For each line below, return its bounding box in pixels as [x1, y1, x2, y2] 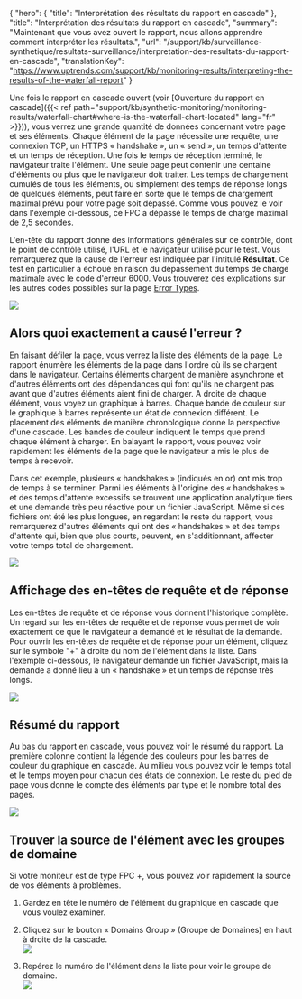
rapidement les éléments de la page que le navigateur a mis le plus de [9, 445, 269, 456]
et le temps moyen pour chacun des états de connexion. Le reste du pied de [9, 770, 293, 780]
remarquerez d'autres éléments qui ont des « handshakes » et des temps [9, 520, 281, 531]
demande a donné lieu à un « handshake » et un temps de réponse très [9, 664, 274, 676]
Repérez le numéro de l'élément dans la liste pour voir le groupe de [22, 961, 272, 972]
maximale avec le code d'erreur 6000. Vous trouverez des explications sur [9, 273, 286, 284]
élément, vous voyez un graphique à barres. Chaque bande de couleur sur [9, 397, 286, 408]
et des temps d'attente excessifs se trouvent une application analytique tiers [9, 491, 293, 502]
